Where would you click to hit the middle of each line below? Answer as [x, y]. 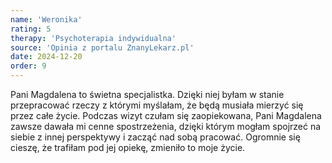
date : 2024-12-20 [46, 57]
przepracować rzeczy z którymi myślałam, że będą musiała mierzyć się [157, 105]
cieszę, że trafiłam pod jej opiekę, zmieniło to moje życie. [128, 147]
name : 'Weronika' [46, 19]
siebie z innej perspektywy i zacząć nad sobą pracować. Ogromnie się [155, 137]
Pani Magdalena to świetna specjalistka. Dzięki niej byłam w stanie [147, 94]
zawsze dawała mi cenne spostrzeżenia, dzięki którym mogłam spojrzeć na [166, 126]
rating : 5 [31, 29]
